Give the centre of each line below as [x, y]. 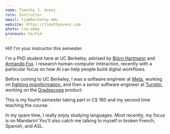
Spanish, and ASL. [25, 126]
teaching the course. [27, 105]
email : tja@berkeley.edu [32, 19]
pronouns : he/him [24, 34]
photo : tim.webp [22, 29]
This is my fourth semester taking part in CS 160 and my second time [78, 100]
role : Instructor [24, 15]
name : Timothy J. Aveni [31, 10]
